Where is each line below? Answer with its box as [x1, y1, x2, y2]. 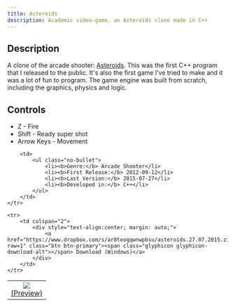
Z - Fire [17, 122, 39, 131]
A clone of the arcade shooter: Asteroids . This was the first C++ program [7, 61, 218, 70]
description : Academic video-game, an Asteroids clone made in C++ [7, 17, 208, 24]
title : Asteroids [7, 10, 58, 17]
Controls [7, 103, 46, 115]
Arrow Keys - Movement [17, 137, 88, 145]
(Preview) [10, 288, 43, 298]
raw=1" [7, 243, 27, 250]
